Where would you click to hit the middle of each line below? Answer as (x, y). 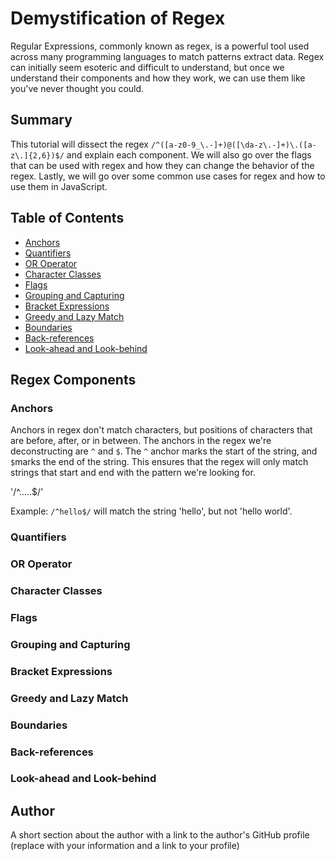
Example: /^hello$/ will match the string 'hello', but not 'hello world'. (151, 511)
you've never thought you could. (77, 88)
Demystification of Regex (118, 18)
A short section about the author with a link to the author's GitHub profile (160, 835)
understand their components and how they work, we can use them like (158, 78)
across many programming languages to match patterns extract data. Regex (167, 56)
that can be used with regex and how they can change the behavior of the (162, 165)
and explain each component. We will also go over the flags (189, 154)
